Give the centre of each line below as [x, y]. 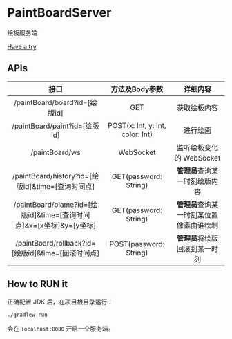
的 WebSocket [197, 158]
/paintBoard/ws [56, 152]
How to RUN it [37, 284]
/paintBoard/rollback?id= [55, 243]
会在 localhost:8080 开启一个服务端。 [61, 329]
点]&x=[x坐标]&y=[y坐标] [56, 225]
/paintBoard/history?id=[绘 [55, 176]
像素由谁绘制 [197, 225]
